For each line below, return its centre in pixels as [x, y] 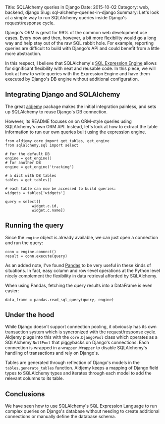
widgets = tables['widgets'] [35, 193]
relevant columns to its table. [35, 378]
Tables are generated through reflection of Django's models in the [72, 363]
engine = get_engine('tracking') [40, 167]
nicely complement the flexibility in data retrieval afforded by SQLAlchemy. [81, 276]
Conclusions [25, 394]
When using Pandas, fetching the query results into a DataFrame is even [79, 285]
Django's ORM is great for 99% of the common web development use [76, 32]
